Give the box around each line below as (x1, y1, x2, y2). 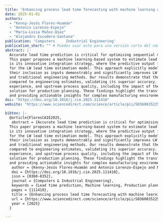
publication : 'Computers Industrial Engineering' (5, 39, 116, 44)
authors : (5, 16, 23, 21)
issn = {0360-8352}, (11, 174, 53, 179)
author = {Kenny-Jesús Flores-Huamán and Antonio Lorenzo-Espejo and (11, 165, 155, 170)
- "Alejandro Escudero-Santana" (9, 34, 75, 39)
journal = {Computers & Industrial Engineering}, (11, 178, 114, 184)
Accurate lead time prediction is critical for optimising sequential (9, 52, 155, 57)
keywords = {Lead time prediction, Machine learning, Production (11, 183, 147, 188)
